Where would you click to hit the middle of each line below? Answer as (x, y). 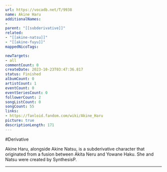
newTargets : (17, 56)
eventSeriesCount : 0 (27, 92)
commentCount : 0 (22, 65)
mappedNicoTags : (22, 47)
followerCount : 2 (23, 97)
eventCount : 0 (20, 88)
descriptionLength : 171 (30, 125)
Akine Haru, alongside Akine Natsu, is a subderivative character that (75, 149)
